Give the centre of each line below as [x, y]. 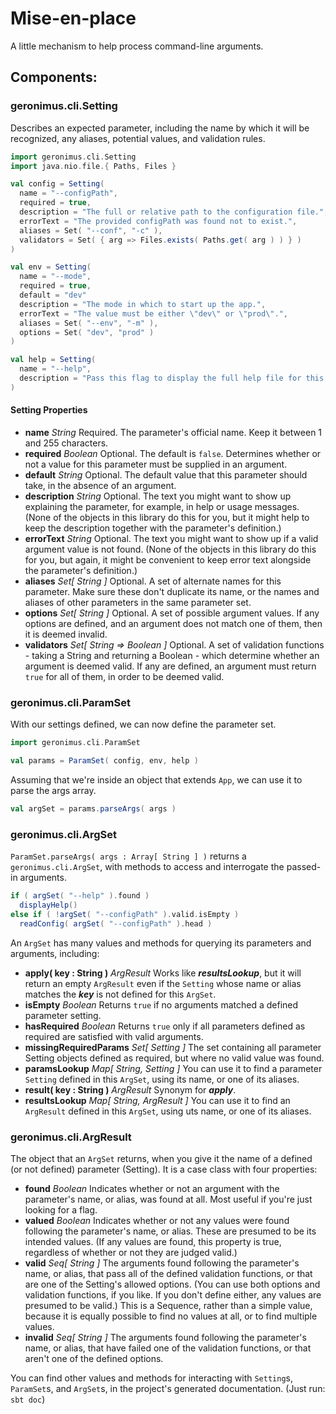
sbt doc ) [28, 1399]
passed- [304, 867]
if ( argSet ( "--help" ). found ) [80, 896]
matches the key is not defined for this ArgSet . [120, 994]
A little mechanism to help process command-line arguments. [137, 46]
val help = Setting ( [53, 360]
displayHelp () [48, 905]
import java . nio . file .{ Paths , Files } [93, 166]
